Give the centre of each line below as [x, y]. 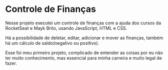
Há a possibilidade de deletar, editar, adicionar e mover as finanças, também [84, 38]
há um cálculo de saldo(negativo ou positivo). [52, 43]
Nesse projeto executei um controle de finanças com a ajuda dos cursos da [83, 23]
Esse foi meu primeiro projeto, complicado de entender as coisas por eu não [84, 53]
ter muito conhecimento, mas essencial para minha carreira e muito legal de [83, 58]
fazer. [11, 63]
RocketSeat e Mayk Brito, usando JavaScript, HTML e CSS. [66, 28]
